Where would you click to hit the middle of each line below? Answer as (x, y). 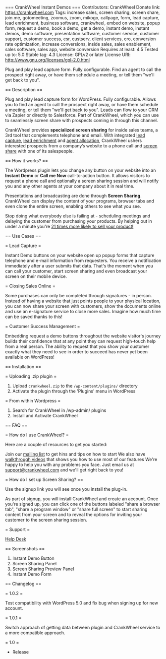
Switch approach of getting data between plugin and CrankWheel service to (83, 627)
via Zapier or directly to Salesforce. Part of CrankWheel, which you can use (82, 115)
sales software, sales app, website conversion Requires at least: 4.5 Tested (82, 49)
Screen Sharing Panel (34, 563)
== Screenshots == (25, 549)
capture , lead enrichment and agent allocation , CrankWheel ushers (74, 140)
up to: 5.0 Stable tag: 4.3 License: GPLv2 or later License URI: (68, 55)
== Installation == (23, 366)
